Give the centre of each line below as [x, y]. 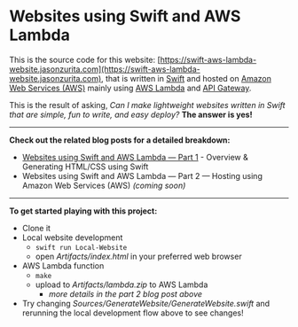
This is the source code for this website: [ [85, 59]
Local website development [72, 237]
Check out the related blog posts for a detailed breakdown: [120, 140]
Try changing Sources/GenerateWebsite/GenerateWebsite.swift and [146, 303]
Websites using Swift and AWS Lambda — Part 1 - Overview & [135, 157]
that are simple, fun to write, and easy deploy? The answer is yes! [131, 114]
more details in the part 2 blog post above [125, 293]
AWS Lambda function [63, 265]
